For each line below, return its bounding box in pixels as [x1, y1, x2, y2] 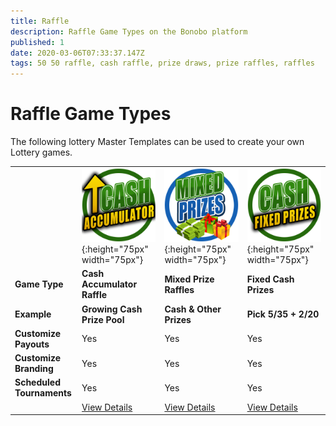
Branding [14, 363, 54, 375]
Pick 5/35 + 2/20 [246, 308, 320, 320]
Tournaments [14, 387, 72, 399]
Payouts [14, 338, 50, 350]
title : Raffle [10, 16, 70, 26]
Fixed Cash [246, 273, 295, 285]
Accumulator [81, 278, 138, 290]
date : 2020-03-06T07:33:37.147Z [10, 48, 145, 58]
